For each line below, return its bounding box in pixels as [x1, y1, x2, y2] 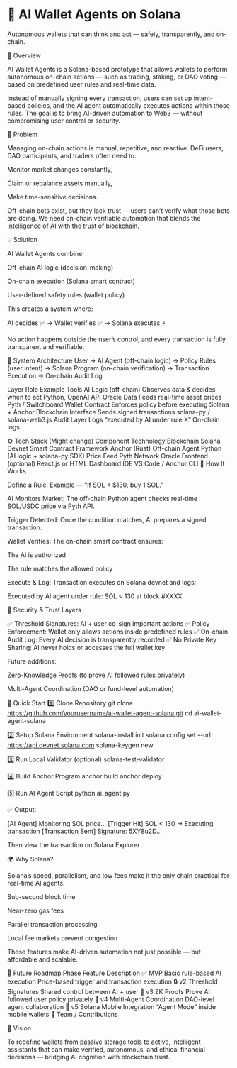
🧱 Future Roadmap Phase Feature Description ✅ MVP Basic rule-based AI [7, 969, 221, 977]
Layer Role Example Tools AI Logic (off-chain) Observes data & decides [7, 385, 216, 393]
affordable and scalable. [7, 954, 78, 964]
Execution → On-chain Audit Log [7, 371, 103, 380]
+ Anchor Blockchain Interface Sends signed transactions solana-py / [7, 407, 210, 416]
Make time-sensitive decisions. [7, 192, 98, 201]
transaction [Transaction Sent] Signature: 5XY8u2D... [7, 827, 162, 835]
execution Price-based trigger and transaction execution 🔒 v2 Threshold [7, 977, 218, 986]
